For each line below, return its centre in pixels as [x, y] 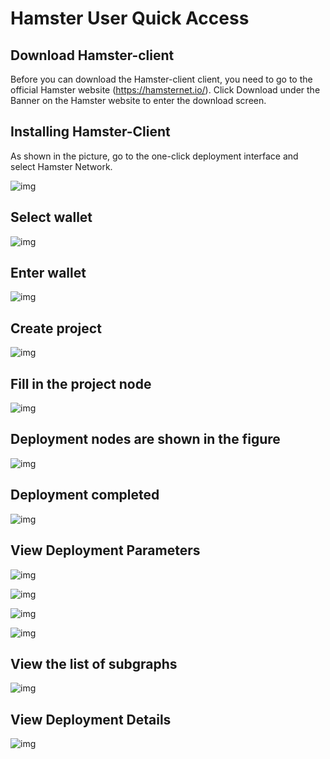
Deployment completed [85, 495]
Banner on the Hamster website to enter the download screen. [138, 100]
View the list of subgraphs [94, 663]
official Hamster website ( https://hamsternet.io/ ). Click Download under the [165, 90]
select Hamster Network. [61, 166]
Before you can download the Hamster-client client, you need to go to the [161, 79]
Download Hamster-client [92, 55]
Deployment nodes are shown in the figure [145, 439]
